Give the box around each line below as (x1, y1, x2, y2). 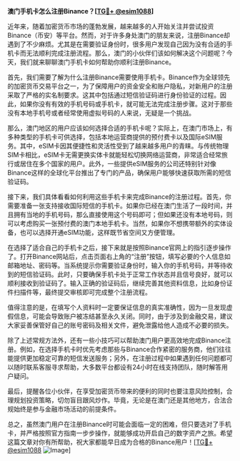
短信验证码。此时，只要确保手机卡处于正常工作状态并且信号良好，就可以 (19, 270, 233, 278)
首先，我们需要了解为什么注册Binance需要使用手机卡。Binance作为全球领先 (7, 73, 231, 81)
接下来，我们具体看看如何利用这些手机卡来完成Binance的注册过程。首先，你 (7, 193, 232, 201)
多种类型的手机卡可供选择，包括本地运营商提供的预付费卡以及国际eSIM (7, 133, 216, 141)
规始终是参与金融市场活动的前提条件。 (7, 405, 120, 413)
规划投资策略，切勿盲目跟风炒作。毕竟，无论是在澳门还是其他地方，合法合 (13, 396, 233, 404)
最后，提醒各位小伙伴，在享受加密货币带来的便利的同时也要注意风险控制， (7, 387, 226, 395)
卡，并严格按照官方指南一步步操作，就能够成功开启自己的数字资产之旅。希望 (7, 429, 233, 437)
